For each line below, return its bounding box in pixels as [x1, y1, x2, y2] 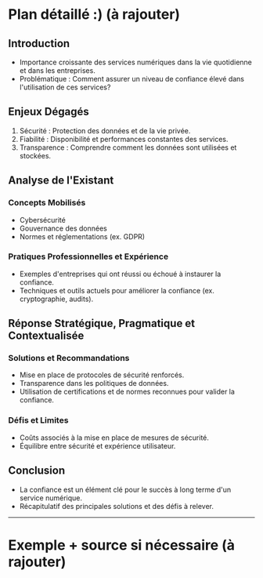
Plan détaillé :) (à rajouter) [8, 5, 181, 24]
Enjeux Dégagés [8, 105, 89, 118]
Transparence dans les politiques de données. [19, 379, 169, 388]
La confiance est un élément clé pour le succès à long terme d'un [19, 485, 232, 494]
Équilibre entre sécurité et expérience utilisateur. [19, 441, 176, 450]
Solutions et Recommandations [8, 353, 130, 364]
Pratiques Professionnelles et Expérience [8, 251, 169, 262]
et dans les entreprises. [19, 66, 95, 75]
